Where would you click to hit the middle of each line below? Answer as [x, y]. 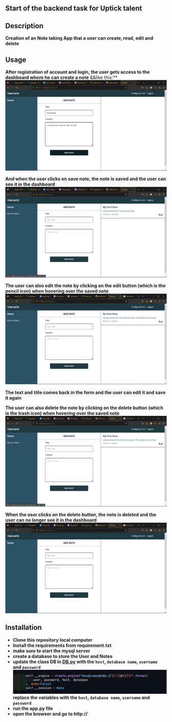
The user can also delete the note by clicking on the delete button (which [84, 408]
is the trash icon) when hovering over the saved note [62, 413]
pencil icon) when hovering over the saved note [57, 291]
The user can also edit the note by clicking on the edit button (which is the [85, 286]
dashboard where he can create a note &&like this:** [61, 78]
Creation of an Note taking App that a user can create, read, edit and [79, 38]
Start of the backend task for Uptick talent [74, 8]
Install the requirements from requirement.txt [62, 645]
